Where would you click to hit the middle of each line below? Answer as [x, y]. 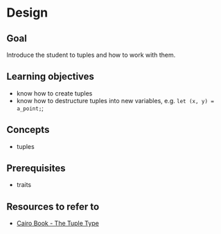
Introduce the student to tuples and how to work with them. [91, 55]
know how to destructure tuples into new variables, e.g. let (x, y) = [115, 100]
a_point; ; [30, 108]
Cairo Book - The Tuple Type [58, 224]
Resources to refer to [53, 207]
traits [24, 185]
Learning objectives [51, 76]
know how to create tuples [54, 93]
